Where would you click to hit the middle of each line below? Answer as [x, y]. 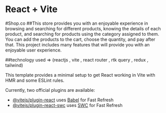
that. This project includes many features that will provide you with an [77, 44]
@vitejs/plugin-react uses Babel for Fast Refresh [63, 100]
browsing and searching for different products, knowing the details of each [83, 28]
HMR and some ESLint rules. [35, 80]
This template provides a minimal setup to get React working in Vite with [80, 75]
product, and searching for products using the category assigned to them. [82, 34]
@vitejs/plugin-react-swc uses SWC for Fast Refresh [67, 105]
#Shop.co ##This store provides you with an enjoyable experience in [77, 23]
